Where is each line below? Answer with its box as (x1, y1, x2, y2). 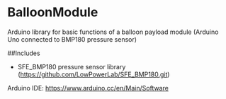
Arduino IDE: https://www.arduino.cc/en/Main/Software (7, 83, 169, 92)
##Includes (7, 49, 40, 57)
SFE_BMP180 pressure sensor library (17, 62, 126, 71)
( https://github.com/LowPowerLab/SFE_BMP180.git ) (17, 70, 170, 78)
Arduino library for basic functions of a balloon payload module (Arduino (7, 28, 219, 36)
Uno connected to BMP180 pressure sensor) (7, 35, 137, 43)
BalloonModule (7, 4, 98, 21)
